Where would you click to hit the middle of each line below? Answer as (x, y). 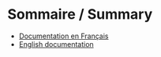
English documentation (56, 44)
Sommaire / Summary (80, 14)
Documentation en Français (64, 36)
